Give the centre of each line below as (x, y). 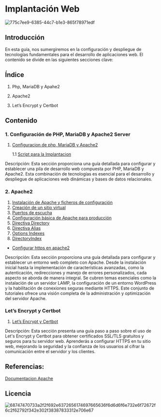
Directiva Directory (31, 223)
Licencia (18, 394)
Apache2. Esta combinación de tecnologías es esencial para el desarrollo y (80, 174)
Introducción (25, 38)
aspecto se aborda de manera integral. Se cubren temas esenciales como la (80, 278)
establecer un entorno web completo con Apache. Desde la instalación (76, 262)
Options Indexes (28, 233)
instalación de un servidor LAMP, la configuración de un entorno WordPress (80, 283)
